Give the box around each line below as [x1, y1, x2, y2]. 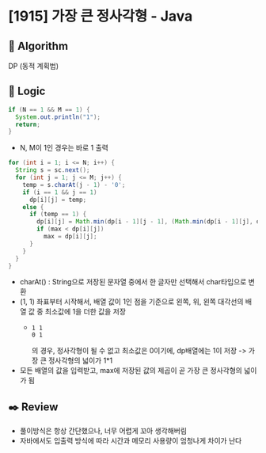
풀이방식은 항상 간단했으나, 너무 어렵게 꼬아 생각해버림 [19, 426, 188, 436]
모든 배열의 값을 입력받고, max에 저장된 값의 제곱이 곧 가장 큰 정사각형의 [19, 366, 243, 375]
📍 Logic [8, 85, 46, 98]
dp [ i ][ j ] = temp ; [28, 196, 87, 204]
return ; [15, 120, 41, 128]
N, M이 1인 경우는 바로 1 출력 [19, 143, 108, 153]
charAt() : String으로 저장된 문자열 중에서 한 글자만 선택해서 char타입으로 [19, 277, 247, 287]
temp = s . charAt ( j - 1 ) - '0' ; [22, 181, 126, 188]
